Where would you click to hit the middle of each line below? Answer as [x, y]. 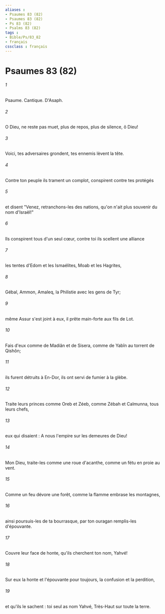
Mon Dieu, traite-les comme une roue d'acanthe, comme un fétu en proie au [82, 463]
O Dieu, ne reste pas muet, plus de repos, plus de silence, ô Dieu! [72, 127]
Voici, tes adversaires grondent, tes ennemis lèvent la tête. [65, 153]
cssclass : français [26, 47]
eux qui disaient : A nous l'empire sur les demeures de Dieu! [66, 436]
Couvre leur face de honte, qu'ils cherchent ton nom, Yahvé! [66, 553]
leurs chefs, [17, 409]
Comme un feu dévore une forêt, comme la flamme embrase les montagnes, [83, 494]
